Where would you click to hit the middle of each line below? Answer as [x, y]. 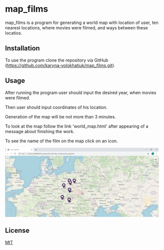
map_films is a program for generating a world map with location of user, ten [82, 23]
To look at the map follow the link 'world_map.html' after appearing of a [77, 126]
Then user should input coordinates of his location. [56, 107]
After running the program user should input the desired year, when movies [81, 92]
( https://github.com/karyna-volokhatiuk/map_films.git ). [60, 65]
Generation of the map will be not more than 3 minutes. [61, 116]
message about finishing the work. [40, 131]
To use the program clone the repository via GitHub [57, 60]
